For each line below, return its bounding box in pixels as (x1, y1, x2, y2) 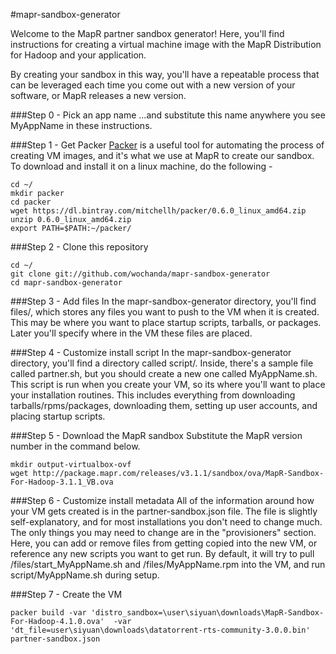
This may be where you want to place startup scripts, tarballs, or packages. (10, 317, 322, 328)
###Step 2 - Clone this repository (10, 241, 149, 253)
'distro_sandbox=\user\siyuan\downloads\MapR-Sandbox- (90, 608, 325, 618)
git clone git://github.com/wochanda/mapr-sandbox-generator (10, 269, 271, 279)
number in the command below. (10, 440, 141, 452)
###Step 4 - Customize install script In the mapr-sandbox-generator (10, 347, 292, 358)
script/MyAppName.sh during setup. (10, 569, 160, 581)
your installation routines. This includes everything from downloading (10, 389, 296, 401)
